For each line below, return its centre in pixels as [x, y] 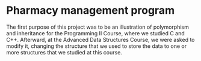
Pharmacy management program [91, 10]
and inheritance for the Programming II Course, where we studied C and [95, 33]
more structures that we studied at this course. [64, 52]
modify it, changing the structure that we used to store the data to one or [97, 46]
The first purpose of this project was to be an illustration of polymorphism [98, 27]
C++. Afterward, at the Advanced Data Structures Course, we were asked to [100, 39]
